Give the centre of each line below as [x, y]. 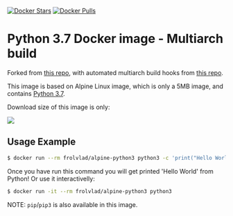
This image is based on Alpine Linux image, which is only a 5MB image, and [115, 86]
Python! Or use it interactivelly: [51, 178]
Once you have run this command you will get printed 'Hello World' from [110, 171]
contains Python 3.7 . [36, 93]
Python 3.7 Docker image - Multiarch [115, 39]
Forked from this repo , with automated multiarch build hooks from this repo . [115, 72]
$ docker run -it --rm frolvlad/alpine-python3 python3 [89, 191]
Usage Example [42, 142]
